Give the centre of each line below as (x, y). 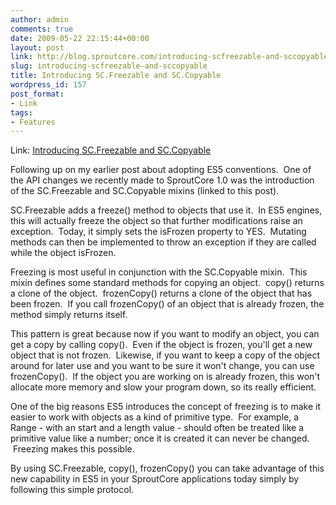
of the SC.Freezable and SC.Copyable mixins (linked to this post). (145, 191)
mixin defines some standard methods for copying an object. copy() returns (167, 283)
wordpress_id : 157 (48, 85)
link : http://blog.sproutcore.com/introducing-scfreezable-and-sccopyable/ (171, 57)
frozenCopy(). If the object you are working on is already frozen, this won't (165, 377)
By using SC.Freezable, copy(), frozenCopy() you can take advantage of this (167, 468)
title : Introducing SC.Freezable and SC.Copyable (116, 76)
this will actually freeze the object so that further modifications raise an (156, 221)
